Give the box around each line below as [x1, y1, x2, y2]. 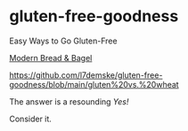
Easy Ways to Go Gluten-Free [9, 35, 118, 46]
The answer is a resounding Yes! [9, 96, 129, 107]
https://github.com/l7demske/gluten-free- [9, 69, 163, 81]
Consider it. [9, 113, 52, 124]
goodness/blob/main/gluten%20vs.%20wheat [9, 79, 180, 89]
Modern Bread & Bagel [9, 52, 93, 63]
